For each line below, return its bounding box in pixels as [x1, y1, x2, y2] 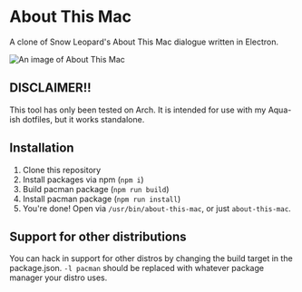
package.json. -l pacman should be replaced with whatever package [9, 263, 265, 274]
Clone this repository [22, 164, 102, 175]
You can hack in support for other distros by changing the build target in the [9, 253, 293, 264]
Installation [9, 141, 74, 156]
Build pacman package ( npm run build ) [22, 183, 170, 194]
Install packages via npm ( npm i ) [22, 174, 144, 185]
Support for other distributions [9, 229, 187, 244]
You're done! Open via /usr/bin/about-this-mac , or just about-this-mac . [22, 202, 292, 214]
